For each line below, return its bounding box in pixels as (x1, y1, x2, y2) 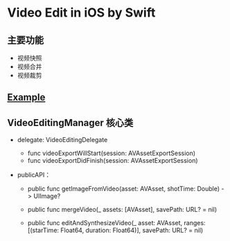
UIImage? (33, 192, 61, 200)
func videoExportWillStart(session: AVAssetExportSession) (27, 149, 196, 157)
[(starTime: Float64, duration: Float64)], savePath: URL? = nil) (27, 226, 204, 235)
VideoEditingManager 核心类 (7, 116, 134, 129)
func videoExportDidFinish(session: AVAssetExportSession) (27, 157, 199, 165)
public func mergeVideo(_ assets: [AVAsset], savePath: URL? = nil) (27, 206, 218, 214)
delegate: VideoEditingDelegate (17, 136, 108, 144)
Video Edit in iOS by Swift (7, 5, 156, 21)
